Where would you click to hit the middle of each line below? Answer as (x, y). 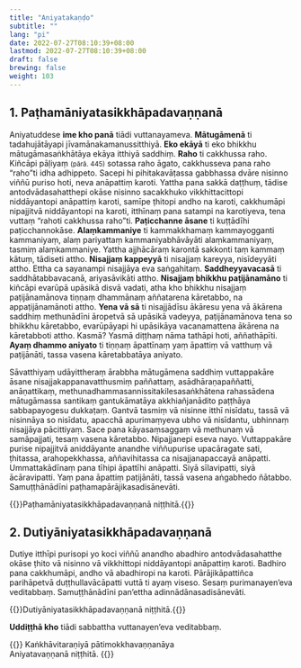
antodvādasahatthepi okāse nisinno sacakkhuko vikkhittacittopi (127, 192)
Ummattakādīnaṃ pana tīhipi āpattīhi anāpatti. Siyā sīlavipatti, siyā (133, 467)
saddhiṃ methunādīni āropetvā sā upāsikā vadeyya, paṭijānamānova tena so (151, 316)
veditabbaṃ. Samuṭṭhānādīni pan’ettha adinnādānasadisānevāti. (128, 592)
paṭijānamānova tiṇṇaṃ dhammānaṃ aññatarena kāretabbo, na (126, 297)
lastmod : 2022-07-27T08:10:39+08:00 (78, 51)
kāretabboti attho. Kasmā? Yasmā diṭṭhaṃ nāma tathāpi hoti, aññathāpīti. (144, 335)
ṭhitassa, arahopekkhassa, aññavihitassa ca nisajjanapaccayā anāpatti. (140, 458)
